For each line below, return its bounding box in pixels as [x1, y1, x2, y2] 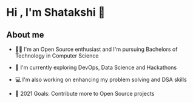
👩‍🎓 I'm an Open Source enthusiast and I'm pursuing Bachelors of [15, 45, 178, 53]
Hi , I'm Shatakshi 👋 [6, 5, 106, 19]
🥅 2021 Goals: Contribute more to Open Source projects [15, 90, 155, 97]
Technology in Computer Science [15, 52, 99, 59]
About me [6, 30, 44, 40]
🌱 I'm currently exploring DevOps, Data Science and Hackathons [15, 64, 177, 71]
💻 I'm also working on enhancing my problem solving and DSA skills [15, 76, 187, 83]
